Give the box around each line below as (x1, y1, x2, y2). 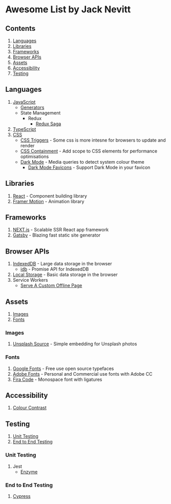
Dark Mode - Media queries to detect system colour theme (20, 159, 144, 165)
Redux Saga (35, 121, 61, 127)
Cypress (12, 493, 31, 499)
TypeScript (12, 126, 36, 132)
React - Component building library (12, 192, 87, 199)
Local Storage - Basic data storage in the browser (12, 272, 118, 278)
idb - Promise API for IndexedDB (20, 266, 89, 273)
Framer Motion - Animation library (12, 198, 84, 204)
